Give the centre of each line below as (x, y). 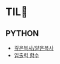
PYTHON (22, 33)
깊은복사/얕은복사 (33, 48)
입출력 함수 (27, 55)
